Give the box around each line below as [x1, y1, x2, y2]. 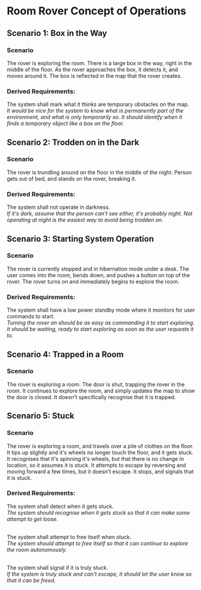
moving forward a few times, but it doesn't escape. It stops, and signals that [7, 468, 194, 475]
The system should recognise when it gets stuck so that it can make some [7, 509, 190, 516]
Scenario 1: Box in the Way [7, 28, 107, 38]
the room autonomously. [7, 546, 68, 553]
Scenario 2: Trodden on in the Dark [7, 137, 139, 147]
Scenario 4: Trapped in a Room [7, 349, 124, 360]
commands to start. [7, 313, 55, 320]
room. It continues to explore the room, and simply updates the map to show [7, 387, 195, 394]
